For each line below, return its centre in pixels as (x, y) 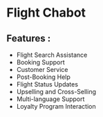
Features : (29, 38)
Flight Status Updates (47, 84)
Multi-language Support (50, 99)
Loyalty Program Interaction (56, 106)
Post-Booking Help (43, 77)
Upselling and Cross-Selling (56, 92)
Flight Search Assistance (52, 55)
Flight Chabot (46, 13)
